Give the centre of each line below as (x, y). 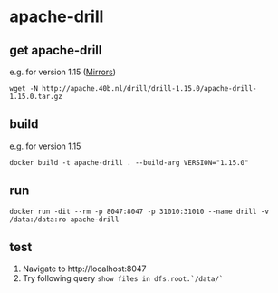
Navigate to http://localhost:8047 (84, 269)
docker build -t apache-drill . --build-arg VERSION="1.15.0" (129, 162)
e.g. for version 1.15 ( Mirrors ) (62, 72)
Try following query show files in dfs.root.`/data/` (123, 278)
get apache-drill (56, 50)
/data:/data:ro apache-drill (64, 220)
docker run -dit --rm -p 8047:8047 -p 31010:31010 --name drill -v (139, 211)
